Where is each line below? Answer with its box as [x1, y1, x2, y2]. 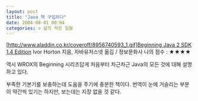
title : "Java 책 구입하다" [6, 14, 67, 20]
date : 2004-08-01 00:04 [6, 19, 65, 25]
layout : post [6, 8, 39, 15]
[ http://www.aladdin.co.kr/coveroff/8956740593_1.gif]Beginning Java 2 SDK [6, 41, 192, 48]
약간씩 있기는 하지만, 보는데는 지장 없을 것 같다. [12, 88, 122, 95]
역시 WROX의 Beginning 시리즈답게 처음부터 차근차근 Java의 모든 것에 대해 [6, 61, 181, 68]
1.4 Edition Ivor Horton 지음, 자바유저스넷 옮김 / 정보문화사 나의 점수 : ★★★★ [6, 48, 191, 56]
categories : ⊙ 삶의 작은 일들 [6, 25, 74, 31]
